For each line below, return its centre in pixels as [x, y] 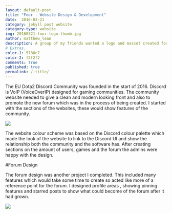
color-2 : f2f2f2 [23, 58]
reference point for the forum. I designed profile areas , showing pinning [81, 186]
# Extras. [16, 48]
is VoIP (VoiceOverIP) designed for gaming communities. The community [82, 92]
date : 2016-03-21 [25, 19]
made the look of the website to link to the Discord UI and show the [76, 138]
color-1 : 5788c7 [23, 53]
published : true [23, 67]
